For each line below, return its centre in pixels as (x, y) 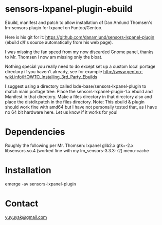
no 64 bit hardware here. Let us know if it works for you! (61, 112)
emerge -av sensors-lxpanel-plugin (41, 184)
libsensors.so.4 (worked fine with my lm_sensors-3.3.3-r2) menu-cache (77, 150)
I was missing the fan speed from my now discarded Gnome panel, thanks (79, 52)
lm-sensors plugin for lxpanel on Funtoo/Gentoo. (54, 27)
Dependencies (35, 132)
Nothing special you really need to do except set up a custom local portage (80, 66)
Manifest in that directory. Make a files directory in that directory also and (79, 97)
